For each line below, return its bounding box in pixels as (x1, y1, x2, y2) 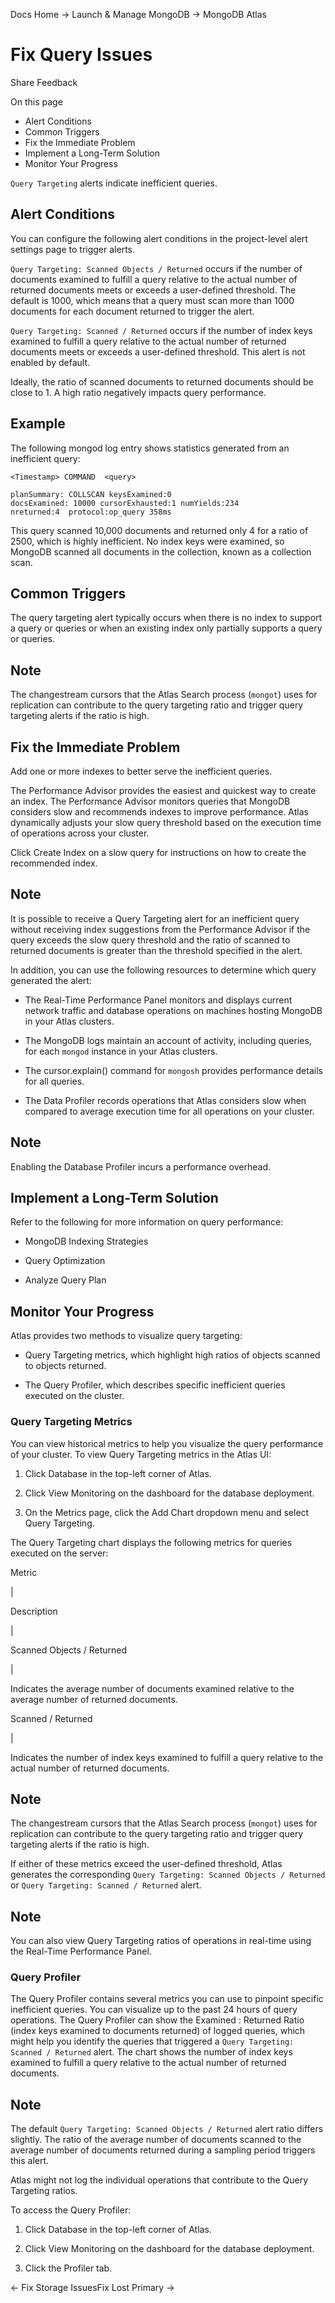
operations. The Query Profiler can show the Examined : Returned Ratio (10, 2014, 305, 2026)
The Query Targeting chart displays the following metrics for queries (10, 1536, 293, 1548)
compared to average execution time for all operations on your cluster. (24, 1105, 315, 1117)
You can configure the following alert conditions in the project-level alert (10, 232, 308, 244)
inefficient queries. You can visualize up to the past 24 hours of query (10, 2004, 298, 2016)
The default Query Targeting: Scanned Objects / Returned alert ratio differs (10, 2123, 324, 2135)
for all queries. (24, 1075, 85, 1087)
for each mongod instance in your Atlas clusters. (24, 1045, 218, 1057)
